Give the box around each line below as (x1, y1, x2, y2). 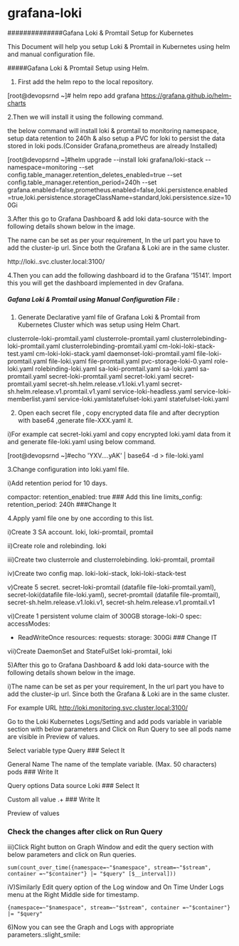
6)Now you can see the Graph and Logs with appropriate (7, 923, 174, 932)
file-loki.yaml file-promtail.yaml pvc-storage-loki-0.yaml (48, 357, 213, 365)
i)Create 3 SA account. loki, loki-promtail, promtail (7, 527, 154, 536)
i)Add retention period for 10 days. (7, 478, 108, 487)
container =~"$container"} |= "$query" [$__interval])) (7, 871, 176, 878)
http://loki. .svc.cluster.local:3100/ (7, 257, 105, 266)
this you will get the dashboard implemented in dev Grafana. (7, 278, 184, 287)
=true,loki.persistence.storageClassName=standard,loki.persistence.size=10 (7, 193, 231, 201)
